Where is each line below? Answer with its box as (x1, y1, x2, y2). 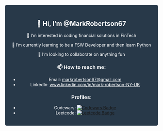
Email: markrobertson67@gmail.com (49, 77, 122, 82)
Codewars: (54, 105, 76, 111)
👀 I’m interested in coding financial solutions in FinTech (26, 33, 137, 38)
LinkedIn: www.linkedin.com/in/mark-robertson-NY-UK (30, 82, 140, 88)
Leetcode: (55, 110, 76, 116)
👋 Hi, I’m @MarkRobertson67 (37, 19, 126, 28)
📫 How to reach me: (57, 64, 106, 70)
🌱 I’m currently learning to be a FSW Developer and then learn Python (12, 42, 151, 48)
